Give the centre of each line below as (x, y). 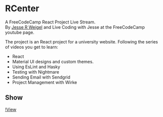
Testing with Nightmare (36, 72)
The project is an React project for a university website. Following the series (81, 41)
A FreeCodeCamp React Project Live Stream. (50, 22)
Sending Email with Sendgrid (41, 77)
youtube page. (20, 32)
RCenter (22, 9)
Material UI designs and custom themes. (53, 61)
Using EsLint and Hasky (36, 67)
